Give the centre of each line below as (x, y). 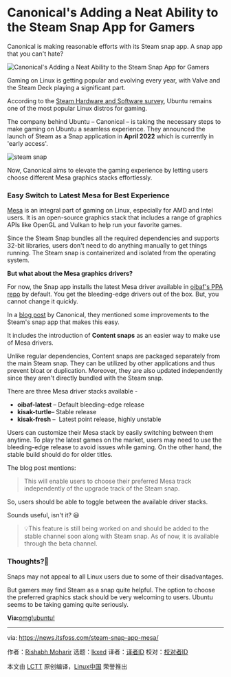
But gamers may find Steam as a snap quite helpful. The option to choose (111, 590)
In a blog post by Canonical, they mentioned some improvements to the (108, 315)
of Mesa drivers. (30, 343)
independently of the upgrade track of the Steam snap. (102, 488)
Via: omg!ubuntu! (31, 618)
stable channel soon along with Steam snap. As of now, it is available (121, 536)
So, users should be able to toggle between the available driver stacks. (108, 502)
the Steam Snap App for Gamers (101, 27)
